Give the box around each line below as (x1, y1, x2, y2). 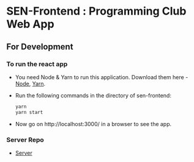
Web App (6, 17, 54, 31)
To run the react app (6, 60, 68, 68)
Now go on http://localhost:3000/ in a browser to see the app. (15, 120, 172, 127)
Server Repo (6, 135, 44, 144)
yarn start (15, 109, 43, 115)
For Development (6, 41, 73, 52)
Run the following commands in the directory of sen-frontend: (15, 91, 171, 99)
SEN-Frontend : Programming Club (6, 4, 187, 18)
